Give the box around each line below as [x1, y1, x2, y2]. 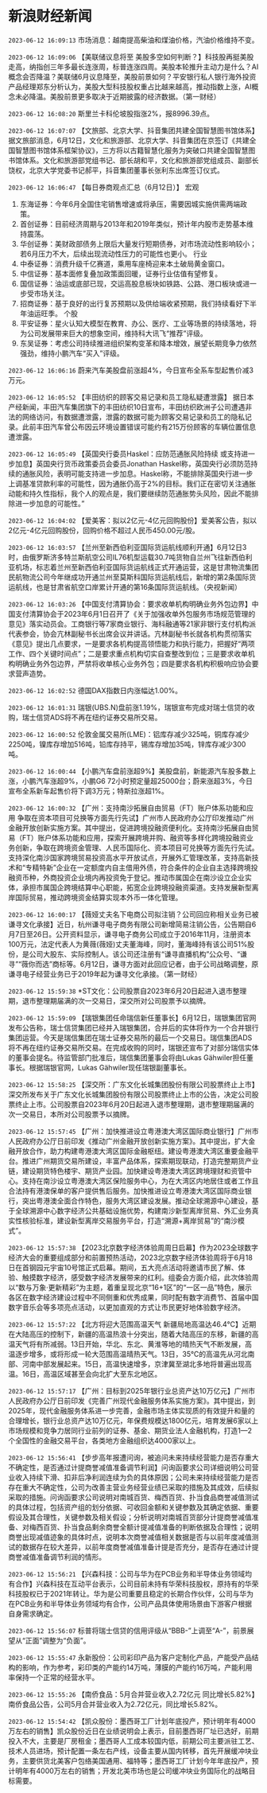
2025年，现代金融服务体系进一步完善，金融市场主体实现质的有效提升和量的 [8, 1405, 256, 1415]
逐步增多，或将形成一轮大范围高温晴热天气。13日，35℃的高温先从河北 [14, 1349, 248, 1358]
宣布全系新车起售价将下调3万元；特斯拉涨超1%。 [8, 785, 169, 796]
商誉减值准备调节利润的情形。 [8, 1552, 106, 1561]
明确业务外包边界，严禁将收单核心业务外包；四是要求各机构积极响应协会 [14, 658, 252, 668]
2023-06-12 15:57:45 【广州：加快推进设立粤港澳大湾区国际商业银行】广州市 [8, 1126, 259, 1136]
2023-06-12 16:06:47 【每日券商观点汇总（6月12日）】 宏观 [8, 182, 199, 192]
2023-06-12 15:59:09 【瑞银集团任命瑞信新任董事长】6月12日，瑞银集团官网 [8, 1012, 257, 1023]
